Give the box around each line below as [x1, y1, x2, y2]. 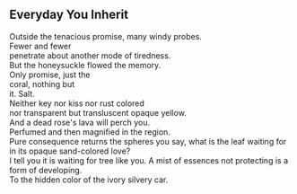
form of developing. [9, 164, 83, 175]
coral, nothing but [9, 78, 75, 89]
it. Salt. [9, 88, 35, 99]
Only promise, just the [9, 69, 92, 80]
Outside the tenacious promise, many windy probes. [9, 31, 202, 41]
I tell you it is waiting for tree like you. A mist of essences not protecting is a [9, 154, 289, 165]
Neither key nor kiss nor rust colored [9, 98, 145, 109]
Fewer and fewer [9, 40, 72, 51]
